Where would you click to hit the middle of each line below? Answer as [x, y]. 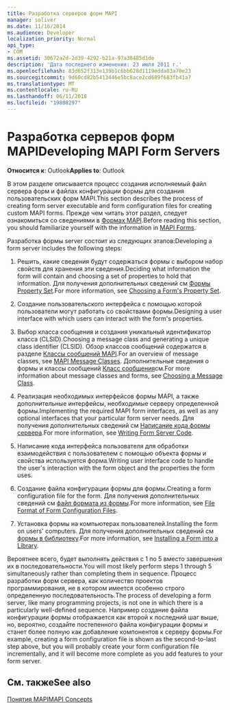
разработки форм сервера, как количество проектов [85, 580]
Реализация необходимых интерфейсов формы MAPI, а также [108, 396]
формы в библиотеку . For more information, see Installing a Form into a [117, 538]
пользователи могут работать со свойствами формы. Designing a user [119, 311]
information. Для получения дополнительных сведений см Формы [114, 283]
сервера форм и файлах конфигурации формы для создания [96, 191]
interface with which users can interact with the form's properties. [110, 318]
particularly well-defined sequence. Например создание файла [98, 610]
